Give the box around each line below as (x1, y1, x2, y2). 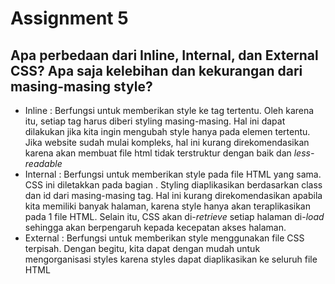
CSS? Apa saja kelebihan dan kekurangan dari (10, 62, 303, 79)
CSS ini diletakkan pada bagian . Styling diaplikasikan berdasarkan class (24, 179, 323, 191)
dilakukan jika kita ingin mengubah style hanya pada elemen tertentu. (24, 126, 311, 137)
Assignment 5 (10, 7, 129, 30)
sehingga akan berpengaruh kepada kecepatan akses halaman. (24, 222, 287, 233)
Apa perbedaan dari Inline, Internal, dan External (10, 47, 319, 64)
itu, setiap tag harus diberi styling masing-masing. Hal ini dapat (24, 115, 286, 127)
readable (24, 158, 63, 169)
